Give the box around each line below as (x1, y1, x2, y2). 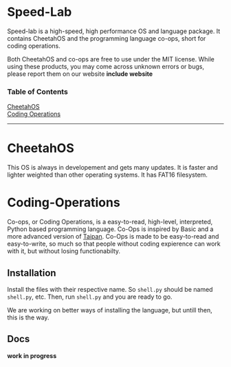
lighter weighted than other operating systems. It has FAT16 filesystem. (7, 170, 208, 179)
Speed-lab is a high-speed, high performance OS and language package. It (7, 27, 221, 35)
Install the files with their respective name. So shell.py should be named (7, 285, 213, 293)
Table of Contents (7, 87, 69, 97)
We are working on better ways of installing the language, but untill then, (7, 306, 213, 314)
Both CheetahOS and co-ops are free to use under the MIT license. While (7, 54, 214, 63)
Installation (7, 267, 56, 279)
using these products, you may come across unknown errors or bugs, (7, 62, 205, 70)
